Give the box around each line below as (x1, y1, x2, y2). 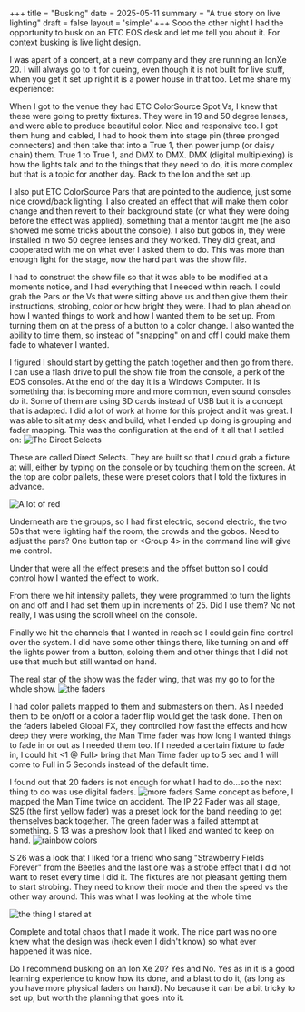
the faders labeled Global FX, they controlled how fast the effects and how (9, 721, 288, 731)
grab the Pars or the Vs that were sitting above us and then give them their (9, 291, 288, 301)
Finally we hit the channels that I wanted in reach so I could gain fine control (9, 627, 294, 638)
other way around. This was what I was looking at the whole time (9, 891, 252, 902)
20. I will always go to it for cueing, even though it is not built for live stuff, (9, 64, 285, 75)
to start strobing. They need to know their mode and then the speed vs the (9, 882, 289, 892)
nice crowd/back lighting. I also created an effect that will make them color (9, 196, 289, 207)
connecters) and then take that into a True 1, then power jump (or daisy (9, 140, 275, 150)
